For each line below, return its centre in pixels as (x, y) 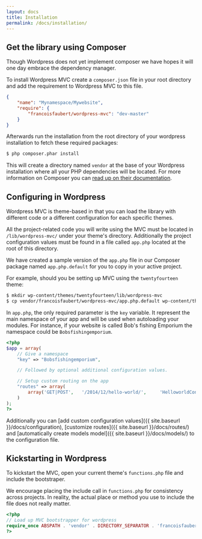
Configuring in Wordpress (56, 197)
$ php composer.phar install (43, 154)
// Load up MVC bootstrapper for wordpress (62, 520)
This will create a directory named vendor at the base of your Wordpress (96, 165)
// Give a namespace (43, 354)
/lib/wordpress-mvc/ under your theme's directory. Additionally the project (99, 236)
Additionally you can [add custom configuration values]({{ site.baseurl (93, 420)
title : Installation (32, 17)
